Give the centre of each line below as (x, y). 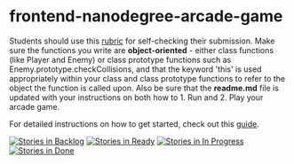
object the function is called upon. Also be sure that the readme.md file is (144, 88)
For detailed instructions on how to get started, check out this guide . (135, 124)
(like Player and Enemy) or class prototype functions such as (120, 59)
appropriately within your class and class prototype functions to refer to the (147, 78)
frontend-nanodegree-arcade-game (146, 16)
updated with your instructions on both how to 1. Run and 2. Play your (136, 97)
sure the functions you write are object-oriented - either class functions (141, 50)
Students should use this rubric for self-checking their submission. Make (142, 41)
